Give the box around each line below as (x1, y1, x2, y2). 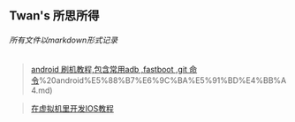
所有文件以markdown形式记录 (9, 34, 118, 45)
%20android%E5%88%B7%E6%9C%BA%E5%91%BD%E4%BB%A (38, 74, 287, 86)
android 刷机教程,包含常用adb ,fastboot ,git (30, 64, 188, 74)
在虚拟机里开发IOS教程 (30, 103, 115, 113)
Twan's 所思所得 (9, 8, 100, 24)
